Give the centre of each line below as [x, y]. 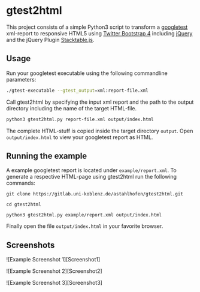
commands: [21, 183]
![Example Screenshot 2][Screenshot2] [54, 271]
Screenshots [31, 245]
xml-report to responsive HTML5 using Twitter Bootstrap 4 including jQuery [99, 33]
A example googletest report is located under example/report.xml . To [91, 170]
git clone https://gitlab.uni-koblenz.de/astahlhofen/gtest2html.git [95, 194]
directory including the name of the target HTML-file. [72, 108]
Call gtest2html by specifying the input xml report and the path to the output [100, 102]
